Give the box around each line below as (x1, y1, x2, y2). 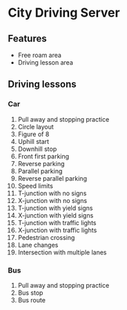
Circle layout (17, 122, 54, 131)
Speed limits (17, 181, 54, 190)
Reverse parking (17, 159, 65, 168)
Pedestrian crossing (17, 233, 75, 241)
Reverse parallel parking (17, 174, 87, 182)
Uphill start (17, 137, 50, 145)
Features (8, 33, 47, 44)
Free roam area (17, 51, 61, 59)
